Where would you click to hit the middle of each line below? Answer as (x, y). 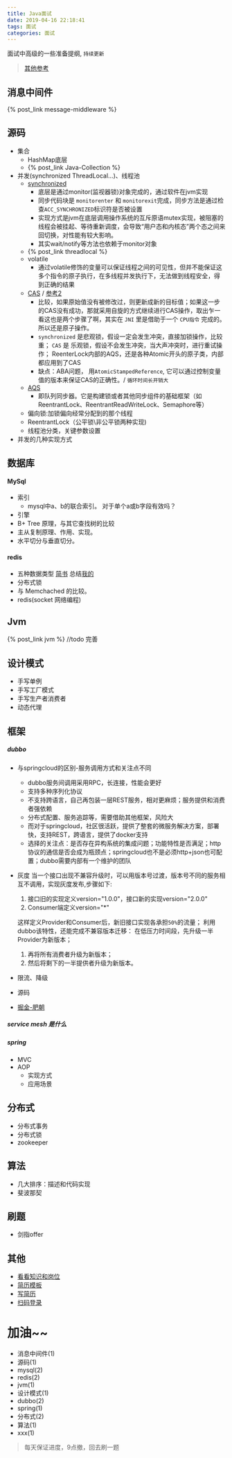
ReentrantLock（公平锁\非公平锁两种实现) (87, 422)
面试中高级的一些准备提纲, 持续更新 (56, 53)
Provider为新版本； (45, 939)
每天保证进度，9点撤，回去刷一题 (72, 1448)
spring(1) (30, 1408)
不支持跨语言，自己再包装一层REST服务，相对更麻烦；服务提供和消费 (126, 800)
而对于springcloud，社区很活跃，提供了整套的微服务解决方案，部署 (123, 825)
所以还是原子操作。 (65, 327)
